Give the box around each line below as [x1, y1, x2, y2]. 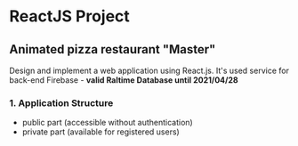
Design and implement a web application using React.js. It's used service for [9, 65, 289, 76]
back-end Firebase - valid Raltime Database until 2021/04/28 [9, 75, 238, 85]
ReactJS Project [9, 6, 131, 27]
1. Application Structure [9, 96, 114, 109]
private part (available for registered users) [21, 126, 180, 137]
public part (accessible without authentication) [21, 118, 193, 128]
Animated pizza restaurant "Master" [9, 42, 216, 57]
